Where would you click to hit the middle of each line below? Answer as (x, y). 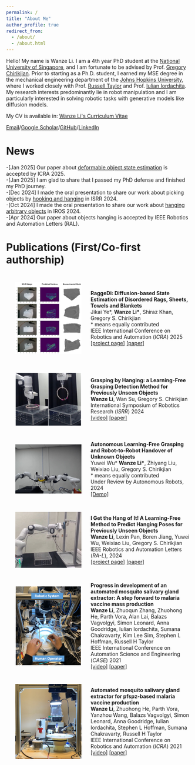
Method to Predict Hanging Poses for (137, 525)
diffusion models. (27, 105)
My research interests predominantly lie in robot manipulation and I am (92, 92)
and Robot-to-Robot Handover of (132, 450)
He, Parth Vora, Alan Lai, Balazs (129, 616)
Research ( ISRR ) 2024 (117, 412)
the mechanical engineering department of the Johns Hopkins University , (95, 80)
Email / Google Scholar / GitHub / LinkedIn (53, 127)
